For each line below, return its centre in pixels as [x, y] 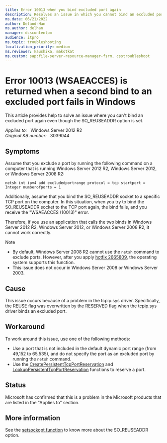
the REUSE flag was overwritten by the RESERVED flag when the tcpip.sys [81, 306]
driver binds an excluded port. [36, 311]
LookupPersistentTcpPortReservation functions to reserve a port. [79, 369]
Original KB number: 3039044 [37, 136]
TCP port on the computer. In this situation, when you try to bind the [75, 202]
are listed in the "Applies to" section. [42, 402]
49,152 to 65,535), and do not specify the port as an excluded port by [83, 354]
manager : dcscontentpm [29, 33]
